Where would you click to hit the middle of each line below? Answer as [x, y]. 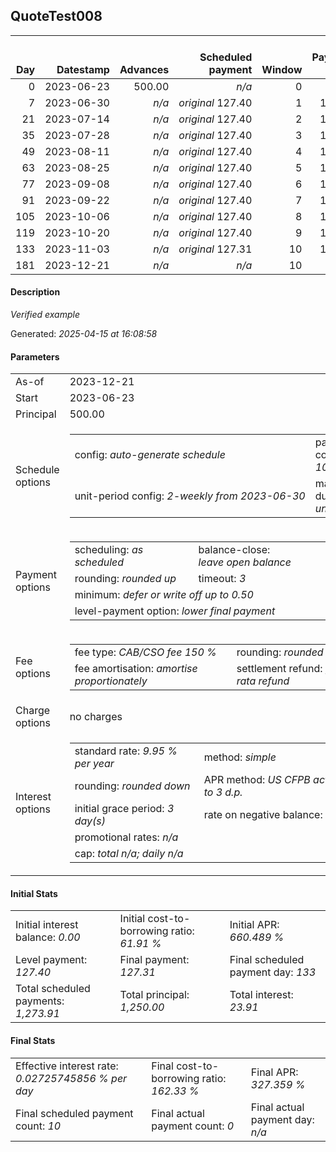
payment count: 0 [193, 1126]
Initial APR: [254, 925]
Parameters [35, 356]
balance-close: [234, 550]
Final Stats [33, 1041]
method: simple [240, 757]
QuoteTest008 [56, 16]
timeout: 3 [222, 579]
